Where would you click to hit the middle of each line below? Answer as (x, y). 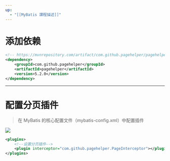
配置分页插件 (32, 105)
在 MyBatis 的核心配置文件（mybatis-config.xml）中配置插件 (81, 120)
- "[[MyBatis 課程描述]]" (36, 15)
